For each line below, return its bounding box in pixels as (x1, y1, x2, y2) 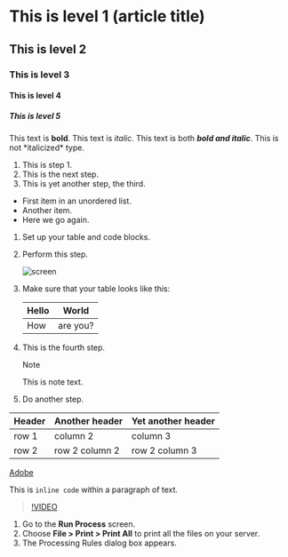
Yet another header (132, 415, 216, 427)
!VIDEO (30, 502, 58, 513)
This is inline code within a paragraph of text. (9, 484, 179, 495)
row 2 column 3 (132, 444, 197, 457)
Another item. (21, 205, 73, 216)
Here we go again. (21, 215, 90, 226)
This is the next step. (21, 169, 100, 179)
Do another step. (21, 394, 84, 405)
